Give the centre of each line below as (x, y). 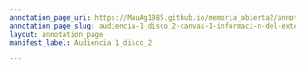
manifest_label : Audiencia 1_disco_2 (81, 43)
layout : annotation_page (56, 34)
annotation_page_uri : (50, 17)
